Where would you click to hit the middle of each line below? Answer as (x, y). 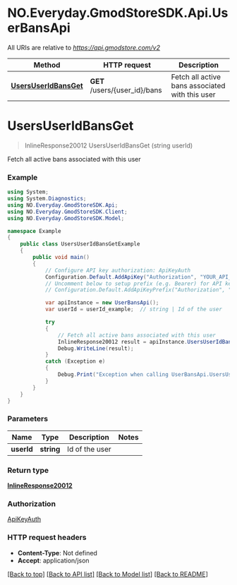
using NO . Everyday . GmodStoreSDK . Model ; (66, 218)
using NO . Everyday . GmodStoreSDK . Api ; (63, 205)
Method (47, 65)
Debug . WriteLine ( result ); (96, 348)
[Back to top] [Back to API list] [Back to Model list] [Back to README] (108, 574)
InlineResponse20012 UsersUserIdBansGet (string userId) (109, 145)
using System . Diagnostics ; (47, 199)
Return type (28, 470)
